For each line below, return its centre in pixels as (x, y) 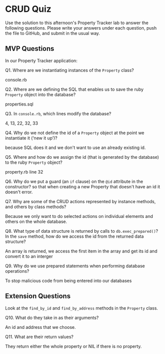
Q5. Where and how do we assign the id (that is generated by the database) (82, 157)
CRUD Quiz (28, 9)
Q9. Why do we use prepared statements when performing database (75, 266)
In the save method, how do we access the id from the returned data (75, 236)
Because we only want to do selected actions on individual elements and (79, 216)
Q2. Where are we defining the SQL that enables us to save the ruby (74, 89)
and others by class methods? (36, 207)
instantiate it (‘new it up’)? (31, 138)
